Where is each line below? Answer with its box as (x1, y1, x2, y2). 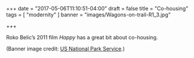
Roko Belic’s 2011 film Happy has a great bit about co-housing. (6, 34, 159, 40)
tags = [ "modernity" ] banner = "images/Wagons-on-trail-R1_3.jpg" (6, 11, 171, 18)
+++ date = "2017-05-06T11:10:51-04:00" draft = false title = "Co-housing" (6, 5, 189, 12)
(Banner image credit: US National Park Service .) (6, 45, 125, 52)
